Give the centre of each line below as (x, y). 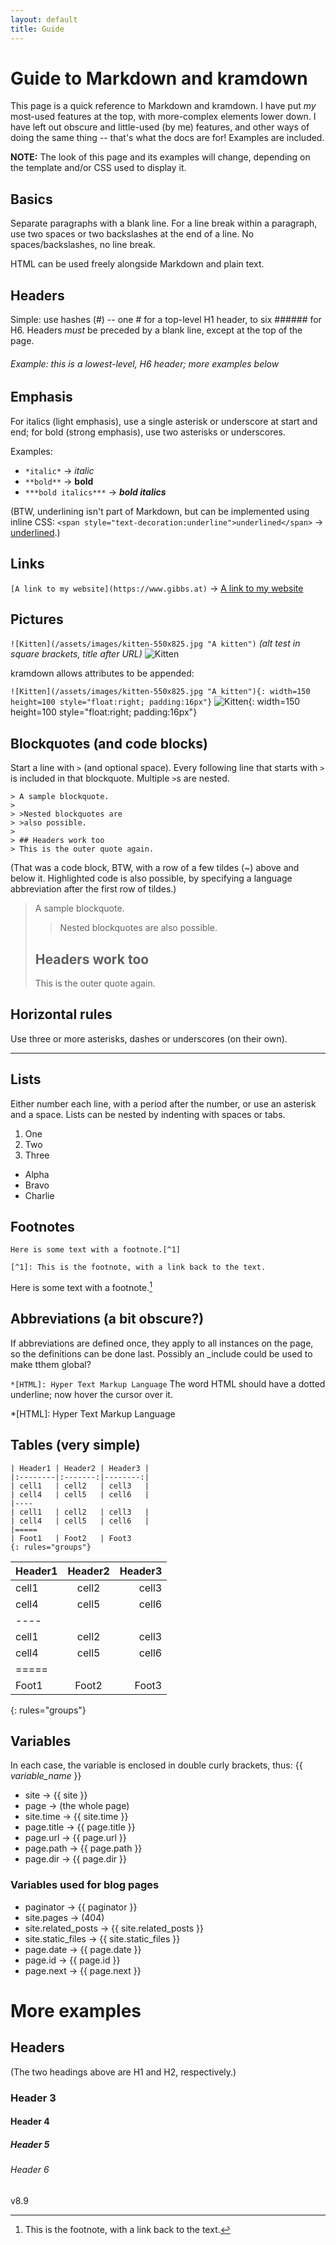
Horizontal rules (61, 1014)
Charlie (39, 1195)
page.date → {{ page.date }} (83, 1949)
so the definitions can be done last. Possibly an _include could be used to (161, 1353)
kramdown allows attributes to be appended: (102, 673)
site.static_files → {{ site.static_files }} (102, 1938)
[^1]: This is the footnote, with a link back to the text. (138, 1267)
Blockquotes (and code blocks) (109, 743)
